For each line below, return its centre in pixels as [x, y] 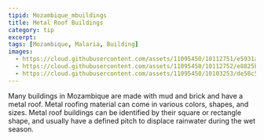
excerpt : [22, 37]
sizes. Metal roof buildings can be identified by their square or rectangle [125, 112]
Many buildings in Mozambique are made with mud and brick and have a [126, 95]
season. [21, 129]
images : [21, 52]
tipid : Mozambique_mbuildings [58, 15]
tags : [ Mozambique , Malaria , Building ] [73, 45]
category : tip [31, 30]
